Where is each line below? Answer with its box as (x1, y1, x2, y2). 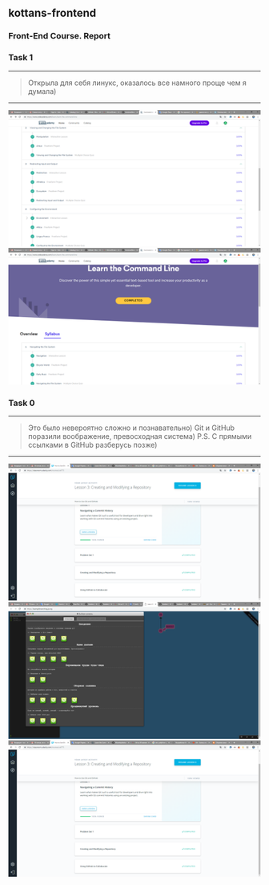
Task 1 (8, 52, 34, 63)
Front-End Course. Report (8, 30, 110, 42)
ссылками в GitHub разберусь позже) (27, 440, 158, 450)
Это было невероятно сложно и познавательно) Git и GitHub (27, 423, 235, 432)
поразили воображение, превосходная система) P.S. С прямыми (27, 432, 252, 441)
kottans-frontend (8, 6, 97, 20)
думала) (27, 86, 57, 95)
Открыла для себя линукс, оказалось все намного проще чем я (27, 78, 247, 87)
